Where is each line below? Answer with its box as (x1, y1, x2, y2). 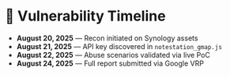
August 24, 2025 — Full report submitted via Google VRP (16, 59, 205, 68)
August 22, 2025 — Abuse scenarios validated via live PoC (16, 50, 210, 59)
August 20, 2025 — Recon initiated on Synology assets (16, 33, 198, 43)
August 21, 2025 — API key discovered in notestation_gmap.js (16, 41, 222, 51)
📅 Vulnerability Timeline (5, 7, 166, 25)
